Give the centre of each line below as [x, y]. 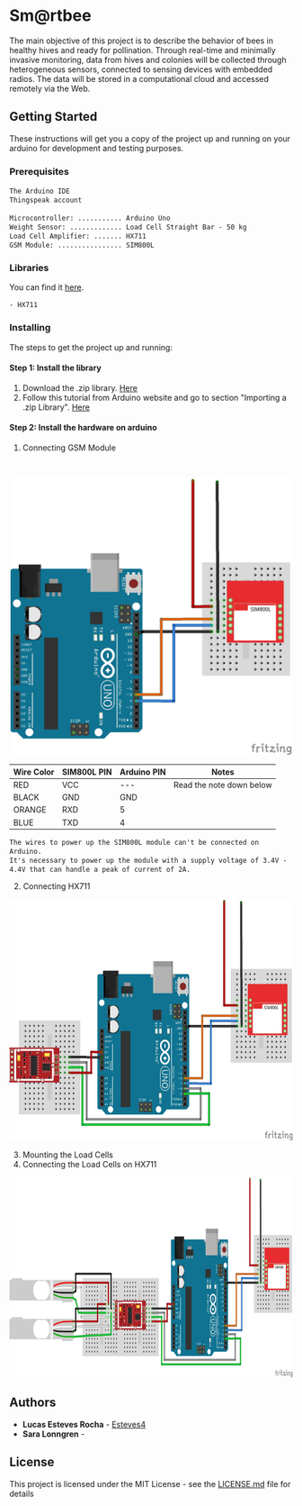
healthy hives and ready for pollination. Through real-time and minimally [142, 50]
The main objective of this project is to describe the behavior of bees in [142, 41]
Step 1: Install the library [55, 368]
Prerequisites [39, 171]
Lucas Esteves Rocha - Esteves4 [84, 1424]
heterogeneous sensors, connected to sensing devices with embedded [141, 69]
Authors [33, 1403]
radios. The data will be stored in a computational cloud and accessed [139, 78]
